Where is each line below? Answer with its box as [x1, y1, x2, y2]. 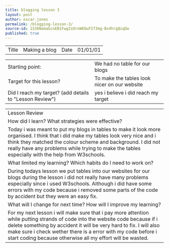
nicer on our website [94, 81, 143, 88]
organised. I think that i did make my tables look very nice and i [8, 132, 156, 139]
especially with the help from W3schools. [8, 151, 106, 158]
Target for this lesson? [8, 78, 60, 85]
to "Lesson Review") [8, 95, 56, 103]
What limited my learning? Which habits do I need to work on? [8, 160, 154, 166]
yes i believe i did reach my [94, 89, 158, 96]
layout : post [5, 12, 33, 17]
